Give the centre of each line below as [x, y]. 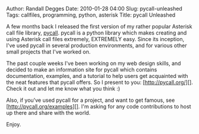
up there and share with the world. [48, 113]
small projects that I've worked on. [49, 52]
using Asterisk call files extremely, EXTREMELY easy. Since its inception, [95, 39]
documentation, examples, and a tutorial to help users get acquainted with [97, 76]
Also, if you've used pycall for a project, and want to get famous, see [91, 100]
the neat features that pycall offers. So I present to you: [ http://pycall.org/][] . [100, 82]
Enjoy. [14, 124]
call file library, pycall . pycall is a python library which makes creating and [97, 33]
